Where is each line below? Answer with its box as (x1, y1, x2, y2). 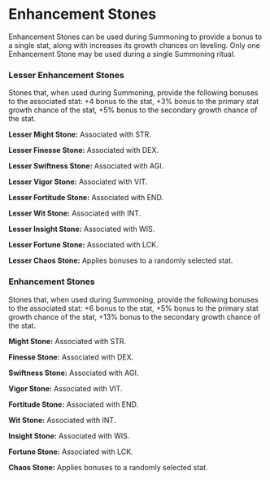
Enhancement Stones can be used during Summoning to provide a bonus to (8, 32, 263, 41)
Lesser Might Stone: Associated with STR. (8, 129, 152, 139)
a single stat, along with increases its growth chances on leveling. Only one (8, 40, 260, 50)
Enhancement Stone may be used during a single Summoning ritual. (8, 49, 236, 59)
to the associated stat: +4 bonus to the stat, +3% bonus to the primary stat (8, 97, 259, 107)
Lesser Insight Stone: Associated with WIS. (8, 225, 155, 234)
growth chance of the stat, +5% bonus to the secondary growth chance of (8, 105, 258, 115)
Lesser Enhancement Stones (8, 69, 124, 81)
